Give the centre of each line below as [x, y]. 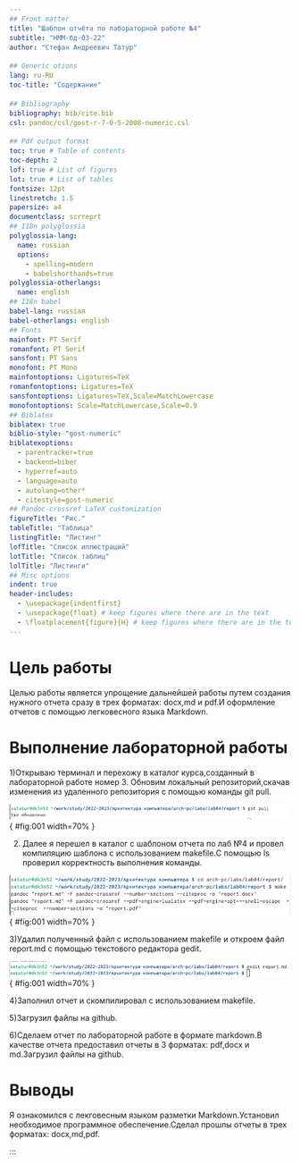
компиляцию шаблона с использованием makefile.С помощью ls [146, 853]
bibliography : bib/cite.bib [62, 113]
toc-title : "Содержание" [55, 85]
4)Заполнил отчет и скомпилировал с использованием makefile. [133, 1000]
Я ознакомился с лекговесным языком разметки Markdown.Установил [144, 1115]
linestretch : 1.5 [42, 198]
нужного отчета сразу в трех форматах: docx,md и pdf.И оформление [142, 702]
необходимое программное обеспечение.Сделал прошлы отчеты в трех [148, 1125]
